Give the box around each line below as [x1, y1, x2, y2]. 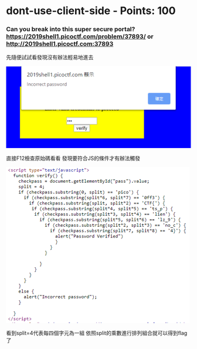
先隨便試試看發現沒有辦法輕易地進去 [6, 54, 94, 61]
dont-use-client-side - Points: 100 [6, 4, 176, 18]
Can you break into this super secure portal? [6, 25, 135, 33]
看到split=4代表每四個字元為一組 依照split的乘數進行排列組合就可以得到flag [6, 330, 188, 337]
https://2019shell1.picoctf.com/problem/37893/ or [6, 32, 154, 41]
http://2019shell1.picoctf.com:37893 [6, 40, 114, 48]
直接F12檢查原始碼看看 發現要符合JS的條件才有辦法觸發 [6, 155, 141, 162]
